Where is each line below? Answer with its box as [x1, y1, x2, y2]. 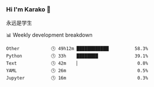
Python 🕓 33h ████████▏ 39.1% [6, 53, 149, 59]
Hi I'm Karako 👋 [6, 5, 51, 14]
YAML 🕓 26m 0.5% [6, 68, 149, 74]
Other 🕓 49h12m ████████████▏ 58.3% [6, 46, 149, 52]
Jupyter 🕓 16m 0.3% [6, 75, 149, 81]
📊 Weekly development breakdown [6, 32, 93, 39]
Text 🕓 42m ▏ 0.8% [6, 61, 149, 66]
